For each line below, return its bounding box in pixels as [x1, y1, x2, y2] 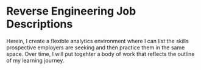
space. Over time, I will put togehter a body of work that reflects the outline [6, 50, 195, 57]
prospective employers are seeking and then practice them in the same [6, 44, 185, 51]
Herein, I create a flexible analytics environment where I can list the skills [6, 37, 189, 44]
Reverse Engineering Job [6, 4, 136, 18]
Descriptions [6, 17, 73, 31]
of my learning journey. [6, 57, 65, 64]
